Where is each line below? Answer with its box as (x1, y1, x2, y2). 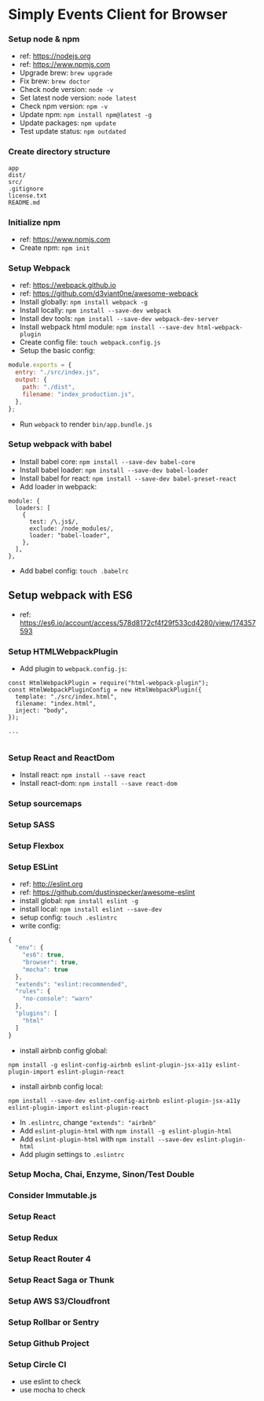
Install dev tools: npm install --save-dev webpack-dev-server (19, 314, 219, 323)
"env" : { (15, 944, 44, 952)
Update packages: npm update (19, 118, 116, 127)
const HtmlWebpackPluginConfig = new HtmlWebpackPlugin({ (8, 686, 202, 694)
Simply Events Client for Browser (8, 6, 228, 24)
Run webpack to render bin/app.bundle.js (19, 419, 153, 429)
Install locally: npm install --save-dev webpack (19, 305, 171, 315)
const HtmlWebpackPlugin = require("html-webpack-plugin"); (8, 679, 210, 687)
